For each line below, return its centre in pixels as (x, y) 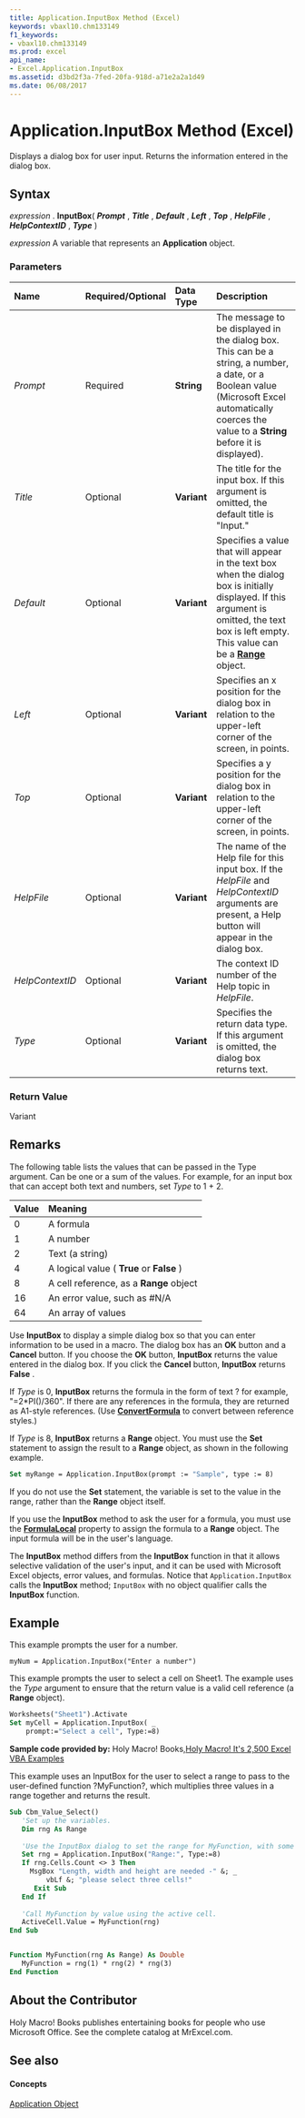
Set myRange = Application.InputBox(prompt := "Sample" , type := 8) (142, 1474)
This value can (247, 643)
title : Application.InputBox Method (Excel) (95, 18)
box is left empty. (253, 631)
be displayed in (249, 329)
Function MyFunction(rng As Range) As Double (97, 1955)
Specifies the (244, 1012)
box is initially (245, 585)
